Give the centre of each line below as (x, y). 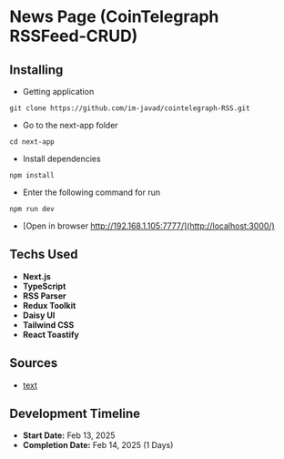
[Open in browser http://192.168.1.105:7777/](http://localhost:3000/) (148, 226)
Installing (36, 70)
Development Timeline (75, 414)
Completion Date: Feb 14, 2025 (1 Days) (98, 445)
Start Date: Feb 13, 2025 (69, 435)
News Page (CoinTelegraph (114, 17)
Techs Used (44, 255)
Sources (34, 363)
